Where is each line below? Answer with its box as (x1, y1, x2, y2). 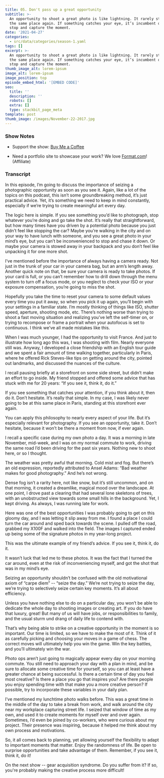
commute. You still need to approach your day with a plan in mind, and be (5, 661, 153, 667)
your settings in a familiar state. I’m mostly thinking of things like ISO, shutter (5, 304, 159, 310)
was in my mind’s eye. (5, 565, 50, 571)
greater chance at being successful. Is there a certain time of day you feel (5, 671, 154, 677)
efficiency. (5, 591, 26, 597)
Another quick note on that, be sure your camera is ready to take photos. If (5, 268, 155, 274)
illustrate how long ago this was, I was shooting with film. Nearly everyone (5, 340, 154, 345)
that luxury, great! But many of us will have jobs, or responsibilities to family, (5, 610, 158, 616)
